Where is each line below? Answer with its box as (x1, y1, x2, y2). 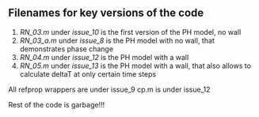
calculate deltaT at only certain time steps (19, 69, 157, 78)
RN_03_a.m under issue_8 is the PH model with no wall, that (19, 36, 215, 45)
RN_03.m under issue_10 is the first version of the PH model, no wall (19, 27, 242, 36)
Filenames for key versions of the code (8, 6, 204, 20)
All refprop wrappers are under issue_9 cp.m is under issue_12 (8, 85, 211, 94)
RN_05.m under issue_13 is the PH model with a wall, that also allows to (19, 61, 252, 70)
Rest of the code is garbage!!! (8, 100, 105, 109)
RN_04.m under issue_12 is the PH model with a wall (19, 52, 189, 62)
